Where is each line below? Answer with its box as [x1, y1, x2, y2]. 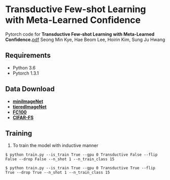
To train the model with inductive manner [12, 142, 98, 149]
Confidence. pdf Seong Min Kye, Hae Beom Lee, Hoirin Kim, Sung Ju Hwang [5, 37, 165, 43]
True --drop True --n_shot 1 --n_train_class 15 [5, 170, 110, 175]
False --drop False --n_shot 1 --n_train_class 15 [5, 157, 115, 162]
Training [5, 129, 32, 137]
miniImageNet [12, 98, 44, 104]
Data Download [5, 85, 55, 93]
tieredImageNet [12, 103, 47, 110]
